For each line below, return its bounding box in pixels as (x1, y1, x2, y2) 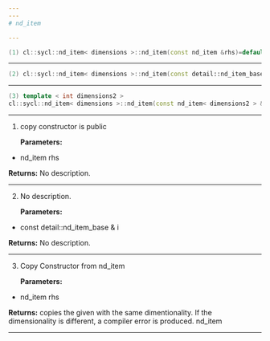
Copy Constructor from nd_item (19, 262, 125, 270)
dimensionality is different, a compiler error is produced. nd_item (8, 316, 223, 326)
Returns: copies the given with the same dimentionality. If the (8, 308, 213, 317)
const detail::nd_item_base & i (19, 222, 119, 232)
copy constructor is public (19, 122, 107, 131)
